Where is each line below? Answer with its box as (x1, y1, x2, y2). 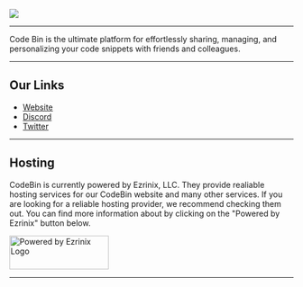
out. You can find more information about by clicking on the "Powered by (9, 208, 280, 219)
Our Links (9, 77, 65, 94)
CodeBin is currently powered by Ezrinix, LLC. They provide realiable (9, 179, 265, 190)
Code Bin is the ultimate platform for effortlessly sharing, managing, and (9, 34, 278, 44)
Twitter (22, 121, 50, 131)
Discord (22, 111, 52, 121)
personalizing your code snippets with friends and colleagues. (9, 43, 241, 54)
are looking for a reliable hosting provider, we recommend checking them (9, 198, 282, 209)
